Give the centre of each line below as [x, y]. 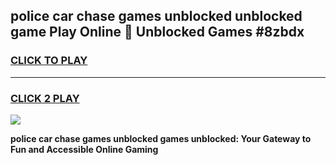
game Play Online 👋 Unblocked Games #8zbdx [157, 32]
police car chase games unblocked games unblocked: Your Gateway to [161, 138]
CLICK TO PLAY [49, 61]
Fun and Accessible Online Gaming [84, 149]
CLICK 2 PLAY [45, 98]
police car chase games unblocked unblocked [156, 16]
